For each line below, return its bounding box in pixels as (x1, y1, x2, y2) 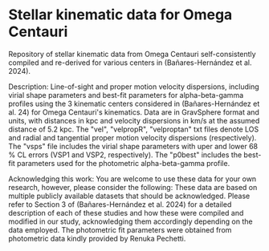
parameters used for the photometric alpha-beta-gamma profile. (17, 158, 230, 168)
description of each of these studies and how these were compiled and (8, 208, 244, 217)
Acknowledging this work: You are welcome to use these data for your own (8, 174, 257, 184)
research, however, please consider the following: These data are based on (8, 182, 258, 192)
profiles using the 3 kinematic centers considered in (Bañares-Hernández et (8, 99, 260, 108)
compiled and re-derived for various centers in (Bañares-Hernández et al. (8, 58, 252, 67)
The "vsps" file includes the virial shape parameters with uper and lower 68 (8, 141, 259, 151)
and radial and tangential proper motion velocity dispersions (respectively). (8, 132, 257, 142)
